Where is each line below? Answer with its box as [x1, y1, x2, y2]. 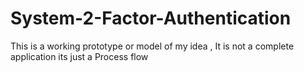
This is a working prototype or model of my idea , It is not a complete [10, 40, 295, 52]
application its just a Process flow [10, 50, 149, 62]
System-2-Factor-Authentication [10, 7, 292, 30]
